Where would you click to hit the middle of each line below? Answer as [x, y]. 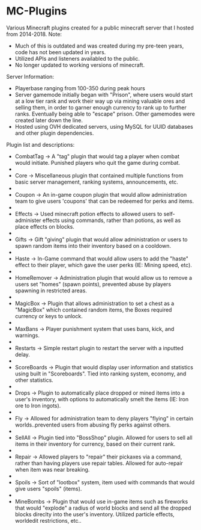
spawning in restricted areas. [51, 291]
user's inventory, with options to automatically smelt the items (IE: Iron [102, 399]
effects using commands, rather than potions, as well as [112, 220]
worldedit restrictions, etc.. [48, 520]
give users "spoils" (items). [48, 488]
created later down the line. [49, 120]
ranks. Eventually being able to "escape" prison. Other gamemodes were [105, 114]
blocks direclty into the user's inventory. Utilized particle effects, [95, 514]
